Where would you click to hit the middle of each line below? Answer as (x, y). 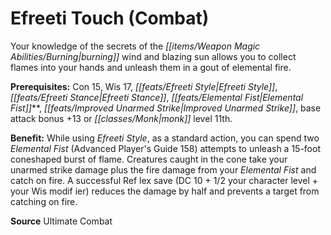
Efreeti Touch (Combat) (110, 18)
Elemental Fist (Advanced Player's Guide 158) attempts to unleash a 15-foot (165, 148)
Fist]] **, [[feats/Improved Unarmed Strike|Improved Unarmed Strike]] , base (166, 108)
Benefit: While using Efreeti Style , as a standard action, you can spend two (165, 138)
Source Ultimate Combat (61, 221)
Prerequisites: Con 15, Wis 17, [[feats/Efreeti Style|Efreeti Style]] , (144, 86)
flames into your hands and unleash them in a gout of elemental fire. (151, 67)
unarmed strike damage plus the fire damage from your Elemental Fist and (163, 169)
